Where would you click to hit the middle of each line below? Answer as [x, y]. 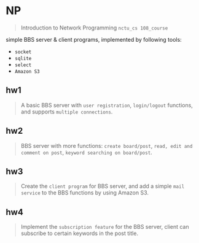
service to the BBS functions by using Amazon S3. [84, 193]
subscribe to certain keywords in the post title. [80, 233]
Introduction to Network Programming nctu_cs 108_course [94, 28]
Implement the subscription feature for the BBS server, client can [105, 227]
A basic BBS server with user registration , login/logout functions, [107, 105]
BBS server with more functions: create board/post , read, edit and [107, 145]
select [23, 65]
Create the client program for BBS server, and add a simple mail [103, 186]
